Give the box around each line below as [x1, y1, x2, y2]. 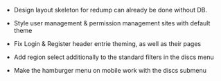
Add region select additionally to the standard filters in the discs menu [13, 53, 214, 61]
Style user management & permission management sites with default [13, 19, 211, 27]
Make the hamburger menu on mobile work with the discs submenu [13, 67, 206, 74]
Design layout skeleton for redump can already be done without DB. [13, 6, 208, 14]
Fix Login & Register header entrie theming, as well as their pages [13, 40, 202, 47]
